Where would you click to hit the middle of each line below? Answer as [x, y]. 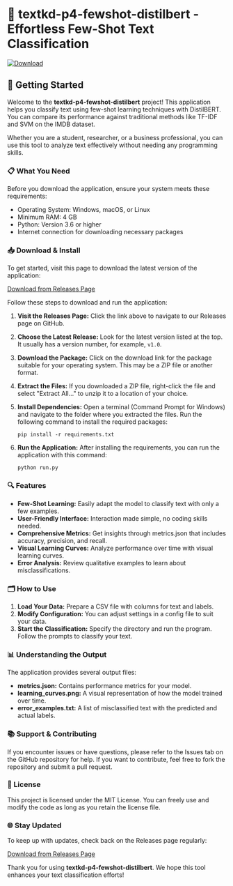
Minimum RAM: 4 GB [47, 217]
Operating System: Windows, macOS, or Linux [84, 210]
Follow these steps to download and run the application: [88, 303]
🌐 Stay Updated [34, 825]
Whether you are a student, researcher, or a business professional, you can [115, 137]
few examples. [38, 511]
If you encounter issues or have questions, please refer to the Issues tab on [115, 751]
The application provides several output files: [72, 673]
